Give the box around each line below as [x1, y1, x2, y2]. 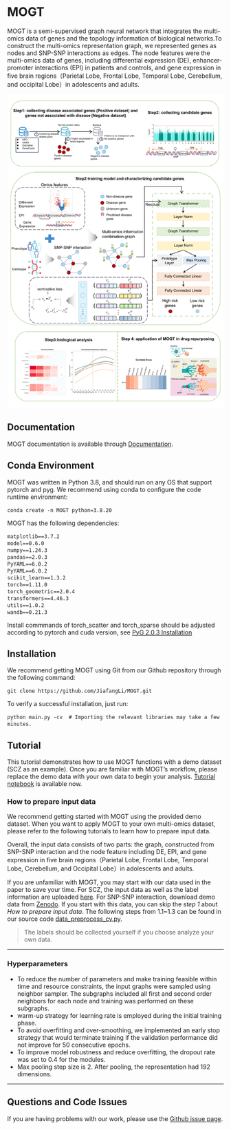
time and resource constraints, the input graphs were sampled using [16, 982, 211, 990]
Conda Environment [7, 460, 95, 471]
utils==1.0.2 [7, 601, 45, 609]
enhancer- [192, 56, 223, 64]
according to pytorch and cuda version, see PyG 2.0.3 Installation [7, 628, 192, 637]
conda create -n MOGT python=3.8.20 [7, 507, 112, 513]
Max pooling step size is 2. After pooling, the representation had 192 [16, 1063, 211, 1071]
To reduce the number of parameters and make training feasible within [16, 974, 217, 983]
